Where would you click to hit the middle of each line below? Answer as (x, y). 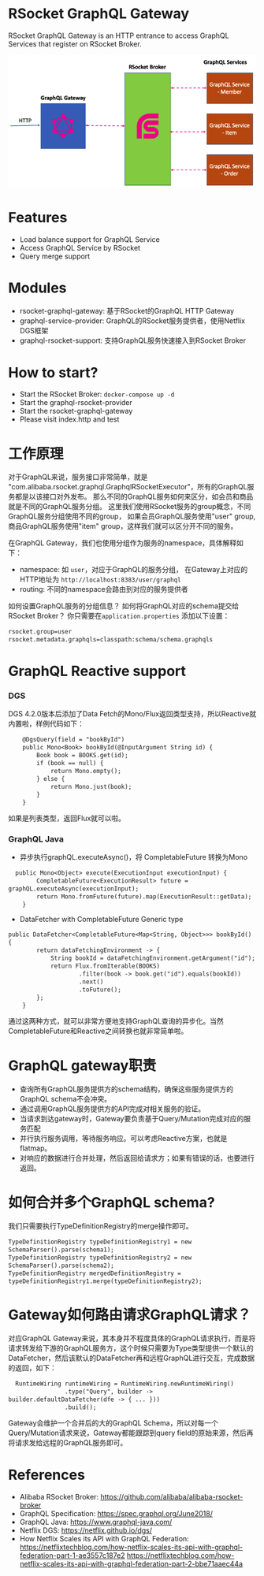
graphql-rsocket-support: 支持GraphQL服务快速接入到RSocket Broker (133, 340)
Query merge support (55, 256)
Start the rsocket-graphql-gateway (76, 411)
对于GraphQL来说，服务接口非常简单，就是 (78, 477)
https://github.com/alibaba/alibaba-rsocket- (172, 1496)
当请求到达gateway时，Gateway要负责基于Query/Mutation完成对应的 (132, 1119)
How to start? (53, 372)
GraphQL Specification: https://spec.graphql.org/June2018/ (116, 1513)
